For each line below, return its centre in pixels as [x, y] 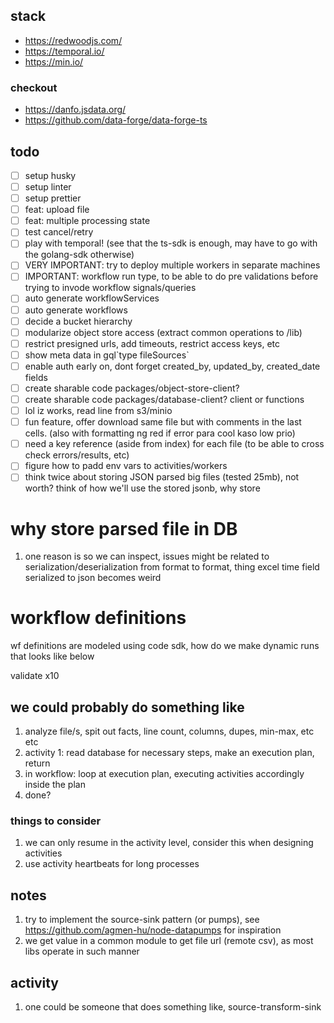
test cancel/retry [59, 232]
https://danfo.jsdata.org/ [75, 110]
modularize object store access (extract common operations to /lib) [163, 332]
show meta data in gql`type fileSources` [107, 355]
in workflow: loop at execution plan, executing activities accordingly [164, 774]
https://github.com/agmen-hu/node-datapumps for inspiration [153, 930]
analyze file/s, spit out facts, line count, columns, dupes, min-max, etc [169, 731]
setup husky [50, 175]
